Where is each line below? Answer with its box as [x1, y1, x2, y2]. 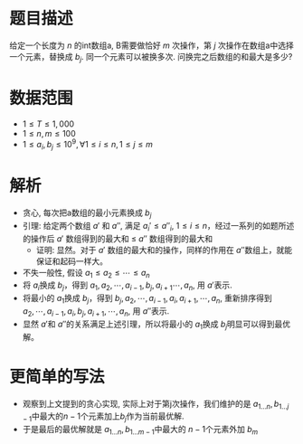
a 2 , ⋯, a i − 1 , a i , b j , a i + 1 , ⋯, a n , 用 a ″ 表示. [22, 306, 170, 318]
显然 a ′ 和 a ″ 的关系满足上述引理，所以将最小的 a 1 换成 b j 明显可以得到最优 [22, 318, 291, 331]
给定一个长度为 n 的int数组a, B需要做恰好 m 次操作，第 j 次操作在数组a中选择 [9, 40, 294, 51]
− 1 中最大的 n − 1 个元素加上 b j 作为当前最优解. [22, 411, 185, 424]
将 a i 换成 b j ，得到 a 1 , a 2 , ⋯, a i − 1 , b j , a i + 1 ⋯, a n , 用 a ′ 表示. [22, 279, 232, 293]
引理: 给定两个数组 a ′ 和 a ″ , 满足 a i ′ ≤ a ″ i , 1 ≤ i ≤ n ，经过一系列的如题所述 [22, 220, 295, 233]
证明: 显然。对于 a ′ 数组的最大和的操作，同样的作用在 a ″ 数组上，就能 [35, 244, 292, 255]
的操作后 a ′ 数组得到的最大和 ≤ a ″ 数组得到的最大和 [22, 232, 213, 244]
